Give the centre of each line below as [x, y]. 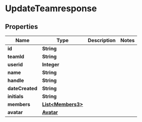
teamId [16, 57]
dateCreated [23, 88]
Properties [22, 27]
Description [102, 40]
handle [16, 80]
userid [15, 64]
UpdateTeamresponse [51, 9]
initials [15, 96]
